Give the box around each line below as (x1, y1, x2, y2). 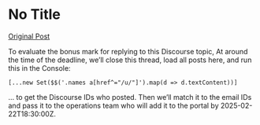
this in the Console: (8, 63, 71, 72)
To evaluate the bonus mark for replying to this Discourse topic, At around (8, 46, 248, 56)
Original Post (8, 31, 50, 41)
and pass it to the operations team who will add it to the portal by (8, 101, 219, 110)
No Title (8, 6, 61, 24)
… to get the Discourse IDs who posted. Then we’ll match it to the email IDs (8, 92, 252, 101)
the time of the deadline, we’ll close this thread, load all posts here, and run (8, 55, 252, 64)
